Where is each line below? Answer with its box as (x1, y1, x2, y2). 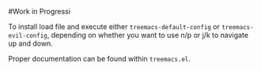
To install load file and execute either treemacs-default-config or (8, 22, 220, 31)
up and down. (8, 39, 53, 48)
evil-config (8, 32, 47, 39)
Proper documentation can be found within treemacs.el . (8, 54, 191, 63)
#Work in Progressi (8, 7, 71, 16)
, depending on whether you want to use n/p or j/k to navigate (47, 31, 249, 39)
